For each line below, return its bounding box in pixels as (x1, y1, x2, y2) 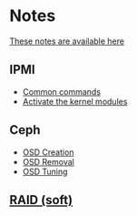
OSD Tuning (22, 166, 68, 177)
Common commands (22, 86, 102, 97)
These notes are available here (9, 36, 125, 46)
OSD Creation (22, 147, 74, 158)
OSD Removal (22, 156, 74, 167)
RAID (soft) (9, 192, 73, 208)
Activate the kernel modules (22, 96, 128, 107)
